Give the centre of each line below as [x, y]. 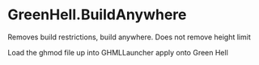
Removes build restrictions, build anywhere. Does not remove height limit [129, 37]
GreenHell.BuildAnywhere [97, 15]
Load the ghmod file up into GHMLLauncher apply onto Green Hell [118, 52]
